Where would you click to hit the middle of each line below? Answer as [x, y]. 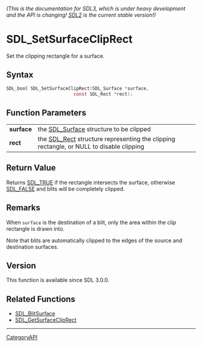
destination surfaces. [32, 246]
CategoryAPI [22, 337]
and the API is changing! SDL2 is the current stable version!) [81, 14]
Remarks [23, 208]
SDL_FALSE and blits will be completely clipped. [66, 189]
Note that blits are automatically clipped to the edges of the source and [94, 240]
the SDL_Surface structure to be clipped [95, 129]
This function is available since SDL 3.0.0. [58, 280]
